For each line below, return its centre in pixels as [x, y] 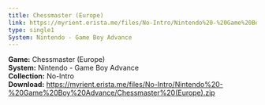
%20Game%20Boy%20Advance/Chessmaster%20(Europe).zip [112, 93]
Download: [26, 85]
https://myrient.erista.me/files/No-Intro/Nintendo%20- [134, 85]
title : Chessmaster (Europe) [56, 15]
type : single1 [32, 30]
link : [17, 23]
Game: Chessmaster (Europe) [57, 60]
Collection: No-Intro [41, 76]
